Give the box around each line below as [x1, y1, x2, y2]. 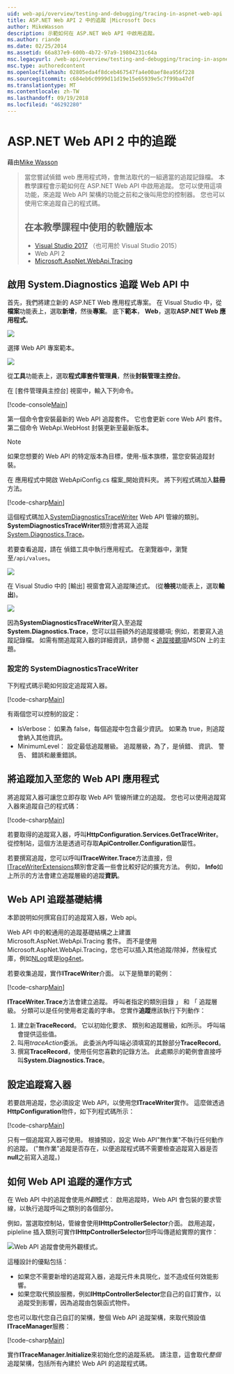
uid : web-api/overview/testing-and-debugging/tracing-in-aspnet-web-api [7, 10, 223, 17]
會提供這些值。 [17, 1030, 61, 1039]
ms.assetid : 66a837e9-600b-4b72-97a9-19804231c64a [7, 50, 157, 57]
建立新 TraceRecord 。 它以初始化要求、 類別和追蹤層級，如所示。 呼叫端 [17, 1021, 226, 1029]
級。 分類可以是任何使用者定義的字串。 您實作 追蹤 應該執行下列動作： [7, 1006, 206, 1015]
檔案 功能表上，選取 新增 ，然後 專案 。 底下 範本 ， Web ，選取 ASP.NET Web [7, 307, 219, 315]
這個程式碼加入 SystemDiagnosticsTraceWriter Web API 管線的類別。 [7, 513, 203, 521]
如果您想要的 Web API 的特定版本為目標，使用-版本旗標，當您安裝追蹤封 [7, 452, 215, 461]
